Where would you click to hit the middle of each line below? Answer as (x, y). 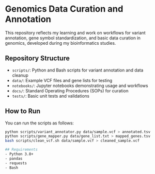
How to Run (23, 111)
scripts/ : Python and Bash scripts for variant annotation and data (78, 70)
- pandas (14, 158)
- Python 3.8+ (19, 154)
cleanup (20, 75)
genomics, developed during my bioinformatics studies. (61, 43)
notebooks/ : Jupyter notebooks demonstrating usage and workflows (80, 86)
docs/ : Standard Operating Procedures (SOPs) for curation (70, 90)
